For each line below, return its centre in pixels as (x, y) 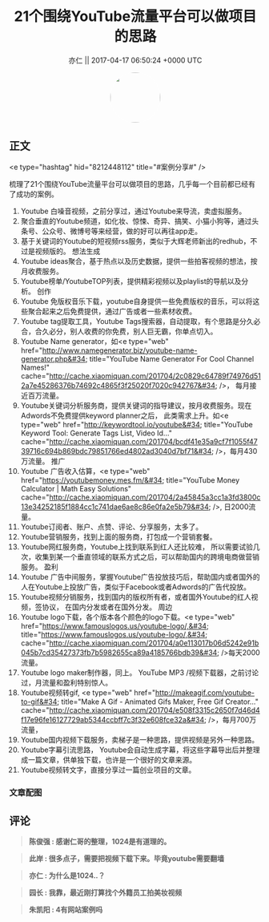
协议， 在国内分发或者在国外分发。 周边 (107, 607)
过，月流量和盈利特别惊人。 (66, 682)
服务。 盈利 (39, 567)
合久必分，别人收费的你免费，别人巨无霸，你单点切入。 (126, 331)
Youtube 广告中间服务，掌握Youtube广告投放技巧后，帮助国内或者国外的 (141, 576)
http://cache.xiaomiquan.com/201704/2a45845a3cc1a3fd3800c (155, 497)
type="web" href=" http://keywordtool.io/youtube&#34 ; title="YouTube (137, 424)
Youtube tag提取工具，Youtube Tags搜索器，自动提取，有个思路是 (130, 321)
